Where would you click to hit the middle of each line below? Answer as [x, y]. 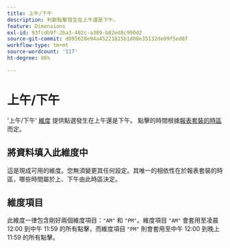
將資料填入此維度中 [48, 152]
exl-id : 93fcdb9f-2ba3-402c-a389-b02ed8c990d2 [75, 33]
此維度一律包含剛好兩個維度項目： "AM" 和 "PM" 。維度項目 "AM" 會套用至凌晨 [113, 221]
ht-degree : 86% [29, 58]
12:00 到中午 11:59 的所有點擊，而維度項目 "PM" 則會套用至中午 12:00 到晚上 [114, 229]
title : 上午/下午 [30, 13]
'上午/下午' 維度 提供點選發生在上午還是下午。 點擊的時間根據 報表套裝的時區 [115, 120]
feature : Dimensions [37, 26]
